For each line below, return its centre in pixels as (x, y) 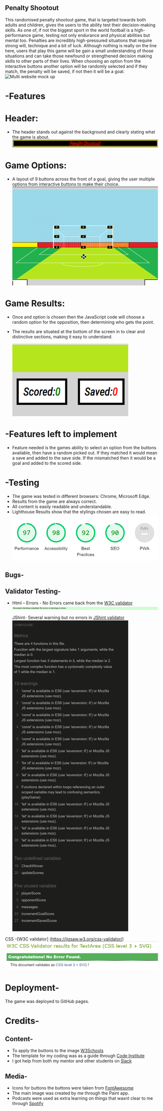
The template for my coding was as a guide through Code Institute (78, 1056)
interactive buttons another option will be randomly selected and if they (76, 66)
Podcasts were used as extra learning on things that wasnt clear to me (82, 1098)
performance (18, 35)
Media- (16, 1076)
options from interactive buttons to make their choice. (66, 184)
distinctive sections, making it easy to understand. (62, 337)
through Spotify (28, 1103)
